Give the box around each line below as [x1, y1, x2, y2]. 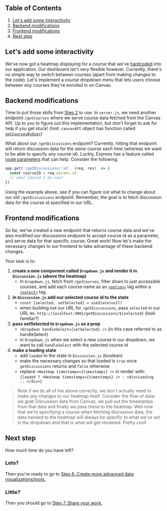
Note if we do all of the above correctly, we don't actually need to [17, 387, 152, 393]
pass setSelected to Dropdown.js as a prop [12, 321, 100, 327]
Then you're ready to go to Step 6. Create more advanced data [5, 471, 134, 477]
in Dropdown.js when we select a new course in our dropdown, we [19, 337, 155, 342]
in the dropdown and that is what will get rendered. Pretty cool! [17, 419, 147, 425]
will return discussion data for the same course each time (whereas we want [5, 146, 162, 152]
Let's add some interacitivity [12, 17, 71, 23]
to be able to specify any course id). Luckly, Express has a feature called [5, 151, 154, 157]
